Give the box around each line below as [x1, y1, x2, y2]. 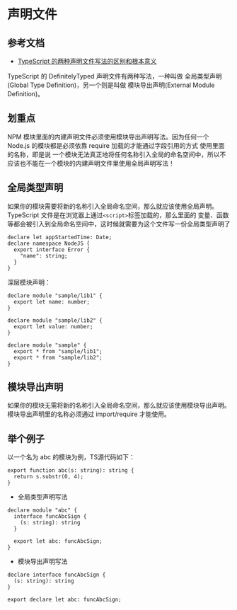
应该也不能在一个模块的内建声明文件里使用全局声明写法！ [7, 159, 175, 167]
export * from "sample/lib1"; [13, 347, 103, 355]
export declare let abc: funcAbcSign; [7, 596, 122, 604]
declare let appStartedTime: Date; [7, 234, 112, 241]
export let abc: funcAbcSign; [13, 538, 103, 545]
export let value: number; [13, 323, 93, 330]
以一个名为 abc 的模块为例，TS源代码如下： [7, 453, 136, 461]
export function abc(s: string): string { [7, 467, 134, 474]
